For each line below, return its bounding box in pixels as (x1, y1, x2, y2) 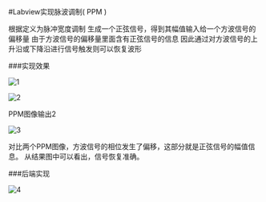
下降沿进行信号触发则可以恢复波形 (29, 44, 142, 54)
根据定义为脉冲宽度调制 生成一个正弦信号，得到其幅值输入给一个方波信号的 (8, 24, 256, 34)
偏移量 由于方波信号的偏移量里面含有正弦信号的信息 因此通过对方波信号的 (8, 34, 251, 43)
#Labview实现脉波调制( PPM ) (8, 7, 107, 16)
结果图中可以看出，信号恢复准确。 (30, 151, 144, 161)
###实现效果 (8, 61, 50, 71)
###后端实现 (8, 169, 50, 178)
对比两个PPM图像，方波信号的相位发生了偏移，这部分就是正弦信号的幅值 (8, 142, 248, 151)
